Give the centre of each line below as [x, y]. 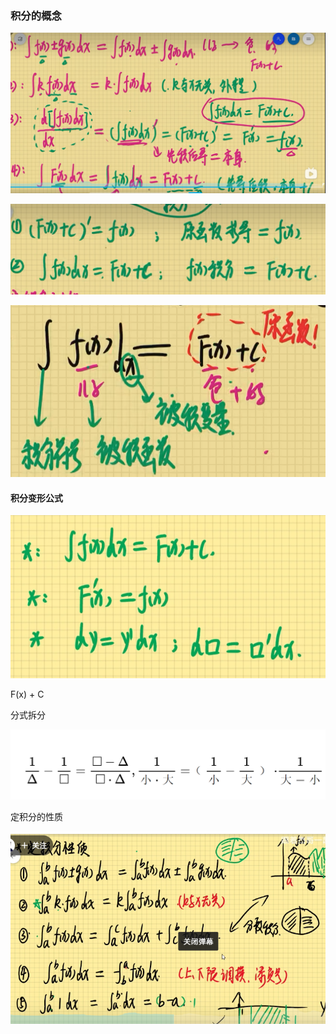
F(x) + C [27, 694]
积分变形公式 [36, 498]
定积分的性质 [36, 816]
